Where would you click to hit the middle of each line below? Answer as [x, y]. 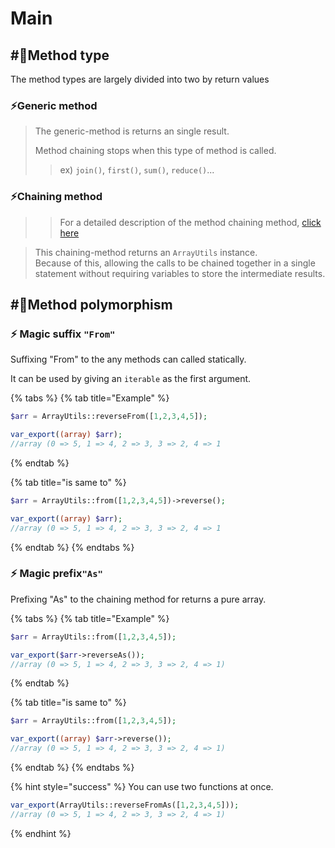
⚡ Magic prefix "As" [56, 574]
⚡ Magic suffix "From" [63, 334]
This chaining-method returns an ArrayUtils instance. [146, 252]
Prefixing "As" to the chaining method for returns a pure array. [138, 599]
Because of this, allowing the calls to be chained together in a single [175, 263]
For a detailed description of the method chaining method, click [190, 222]
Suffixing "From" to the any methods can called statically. [128, 359]
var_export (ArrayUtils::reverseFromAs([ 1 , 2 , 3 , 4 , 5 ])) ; [125, 805]
